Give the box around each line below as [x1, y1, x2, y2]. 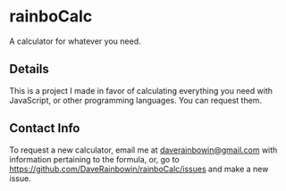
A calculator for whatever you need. [9, 36, 141, 46]
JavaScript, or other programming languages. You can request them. [9, 95, 262, 105]
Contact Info [9, 120, 80, 136]
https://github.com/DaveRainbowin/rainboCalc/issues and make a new [9, 163, 269, 174]
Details [9, 62, 49, 77]
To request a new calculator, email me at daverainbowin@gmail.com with [9, 145, 278, 155]
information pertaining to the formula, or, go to [9, 154, 181, 164]
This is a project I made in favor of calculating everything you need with [9, 85, 273, 95]
